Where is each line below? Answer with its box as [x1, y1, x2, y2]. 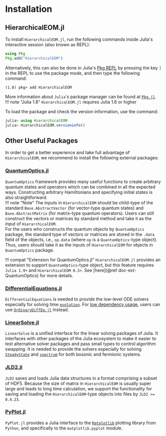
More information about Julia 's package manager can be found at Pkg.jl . [5, 93, 157, 100]
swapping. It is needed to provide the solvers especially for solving [5, 346, 142, 352]
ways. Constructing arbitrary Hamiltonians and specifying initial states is [5, 189, 153, 195]
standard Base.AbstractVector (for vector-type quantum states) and [5, 205, 144, 211]
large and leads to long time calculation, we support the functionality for [5, 385, 152, 391]
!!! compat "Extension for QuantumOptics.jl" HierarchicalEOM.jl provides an [5, 256, 161, 262]
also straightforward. [5, 194, 48, 200]
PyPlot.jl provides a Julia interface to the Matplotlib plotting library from [5, 420, 156, 426]
